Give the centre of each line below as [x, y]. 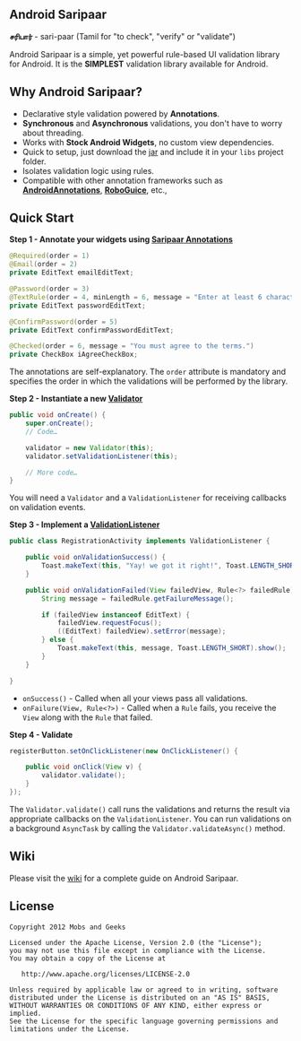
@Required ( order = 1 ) [50, 256]
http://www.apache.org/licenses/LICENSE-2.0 [106, 974]
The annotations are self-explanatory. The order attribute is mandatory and [148, 372]
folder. [34, 161]
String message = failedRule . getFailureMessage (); [138, 599]
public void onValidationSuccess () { [96, 558]
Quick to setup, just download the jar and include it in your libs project [153, 152]
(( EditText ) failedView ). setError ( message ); [142, 631]
